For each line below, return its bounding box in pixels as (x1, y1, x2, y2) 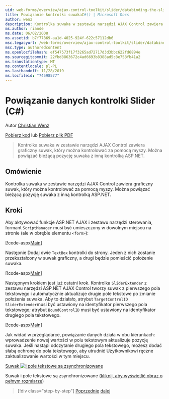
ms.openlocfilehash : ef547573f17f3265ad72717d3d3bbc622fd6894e (5, 49, 141, 55)
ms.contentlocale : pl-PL (5, 64, 57, 69)
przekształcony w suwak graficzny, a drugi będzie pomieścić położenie (5, 255, 153, 261)
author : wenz (5, 17, 33, 22)
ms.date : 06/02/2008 (5, 31, 49, 36)
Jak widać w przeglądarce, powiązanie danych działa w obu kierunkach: (5, 332, 155, 338)
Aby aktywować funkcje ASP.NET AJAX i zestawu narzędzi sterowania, (5, 219, 153, 225)
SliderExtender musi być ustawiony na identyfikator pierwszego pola (5, 302, 147, 308)
